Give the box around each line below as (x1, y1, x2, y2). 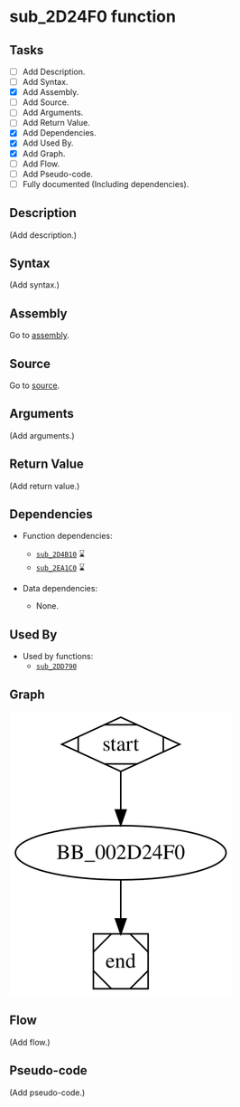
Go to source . (9, 380, 60, 391)
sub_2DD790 (35, 662, 78, 671)
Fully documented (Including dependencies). (22, 178, 189, 189)
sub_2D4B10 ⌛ (35, 549, 86, 560)
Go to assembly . (9, 330, 69, 341)
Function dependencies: (22, 531, 113, 542)
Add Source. (22, 97, 69, 108)
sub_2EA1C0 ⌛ (35, 563, 86, 573)
